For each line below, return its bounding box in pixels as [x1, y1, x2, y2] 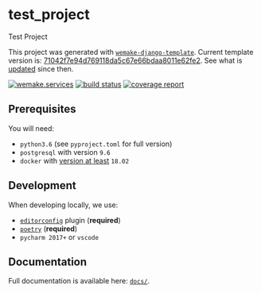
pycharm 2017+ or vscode [19, 232, 99, 241]
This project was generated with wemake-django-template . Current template [8, 47, 254, 56]
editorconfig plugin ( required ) [19, 215, 121, 225]
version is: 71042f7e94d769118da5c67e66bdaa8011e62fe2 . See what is [8, 56, 243, 65]
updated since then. [8, 64, 74, 73]
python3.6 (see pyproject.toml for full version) [19, 139, 173, 148]
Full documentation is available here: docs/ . [8, 276, 150, 286]
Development [8, 179, 77, 192]
